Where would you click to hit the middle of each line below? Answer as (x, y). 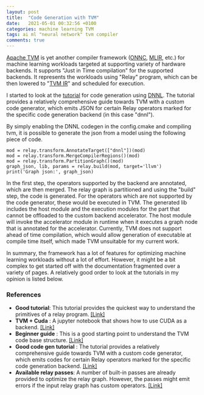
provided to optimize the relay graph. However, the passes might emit (102, 379)
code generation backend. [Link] (56, 366)
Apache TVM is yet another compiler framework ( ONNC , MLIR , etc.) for (96, 58)
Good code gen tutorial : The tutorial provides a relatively (87, 347)
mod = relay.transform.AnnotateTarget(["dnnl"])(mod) (76, 150)
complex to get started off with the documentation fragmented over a (93, 266)
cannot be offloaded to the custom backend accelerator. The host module (99, 215)
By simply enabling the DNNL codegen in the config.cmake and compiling (99, 126)
